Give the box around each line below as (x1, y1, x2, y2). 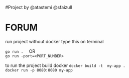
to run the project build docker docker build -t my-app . (5, 62, 125, 68)
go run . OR (5, 48, 36, 54)
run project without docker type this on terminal (5, 38, 104, 44)
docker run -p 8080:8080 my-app (5, 67, 73, 72)
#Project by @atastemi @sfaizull (5, 5, 72, 10)
